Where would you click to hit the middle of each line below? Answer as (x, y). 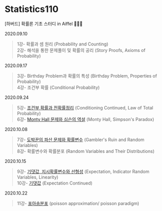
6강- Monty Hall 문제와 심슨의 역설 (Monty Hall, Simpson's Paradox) (85, 119)
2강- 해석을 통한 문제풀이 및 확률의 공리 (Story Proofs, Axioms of (81, 50)
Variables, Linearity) (37, 177)
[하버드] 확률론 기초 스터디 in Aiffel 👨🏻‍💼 (44, 23)
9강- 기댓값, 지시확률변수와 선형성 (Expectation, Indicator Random (83, 171)
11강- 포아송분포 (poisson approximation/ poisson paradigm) (78, 203)
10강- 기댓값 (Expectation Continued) (55, 183)
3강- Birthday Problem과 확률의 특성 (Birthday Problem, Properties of (87, 75)
